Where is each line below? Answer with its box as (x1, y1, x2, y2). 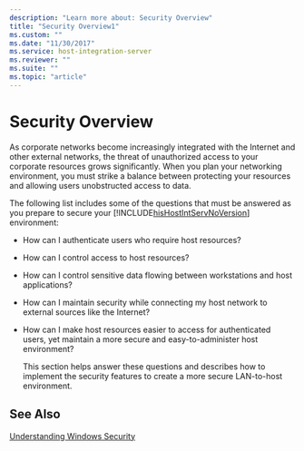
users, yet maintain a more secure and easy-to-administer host (22, 333, 259, 345)
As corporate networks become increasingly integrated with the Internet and (9, 142, 296, 152)
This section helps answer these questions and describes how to (22, 360, 266, 372)
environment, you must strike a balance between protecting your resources (9, 170, 291, 181)
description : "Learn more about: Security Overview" (9, 13, 213, 23)
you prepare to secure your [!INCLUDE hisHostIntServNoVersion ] (9, 207, 250, 218)
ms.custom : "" (9, 30, 64, 39)
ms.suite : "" (9, 64, 59, 74)
